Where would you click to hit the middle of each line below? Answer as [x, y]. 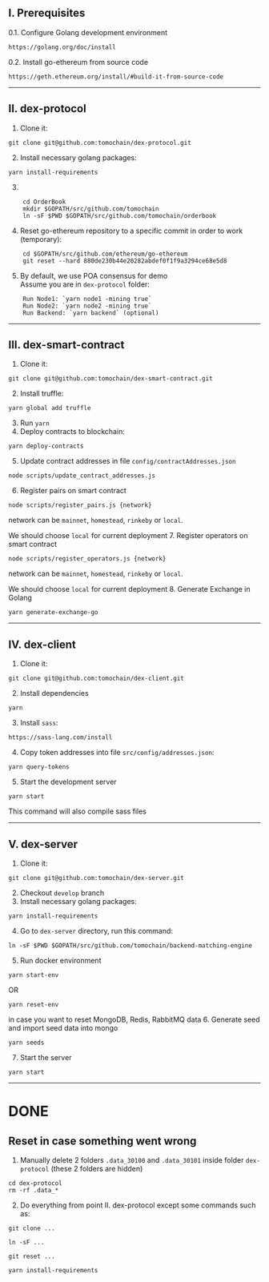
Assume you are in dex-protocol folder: [85, 284]
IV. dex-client [42, 644]
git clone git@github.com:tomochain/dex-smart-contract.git [111, 379]
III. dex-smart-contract [66, 345]
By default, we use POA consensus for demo [94, 275]
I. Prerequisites [47, 13]
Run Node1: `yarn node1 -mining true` [87, 299]
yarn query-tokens [39, 767]
